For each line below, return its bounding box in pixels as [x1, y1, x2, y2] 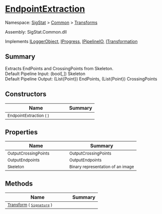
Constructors [5, 90, 47, 98]
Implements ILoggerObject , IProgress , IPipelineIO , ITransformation [5, 38, 138, 44]
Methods [5, 179, 33, 188]
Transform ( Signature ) [7, 202, 53, 208]
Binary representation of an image [69, 164, 134, 170]
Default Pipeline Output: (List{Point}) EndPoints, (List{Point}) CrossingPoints [5, 76, 157, 81]
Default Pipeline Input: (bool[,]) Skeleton [5, 71, 86, 77]
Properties [5, 128, 38, 136]
